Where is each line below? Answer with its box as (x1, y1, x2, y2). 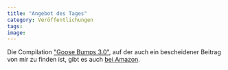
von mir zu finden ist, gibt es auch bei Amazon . (7, 56, 141, 64)
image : (7, 29, 26, 36)
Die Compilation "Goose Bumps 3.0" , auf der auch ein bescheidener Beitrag (7, 48, 221, 56)
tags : (7, 23, 23, 30)
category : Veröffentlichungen (7, 16, 94, 23)
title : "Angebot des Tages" (7, 10, 88, 17)
